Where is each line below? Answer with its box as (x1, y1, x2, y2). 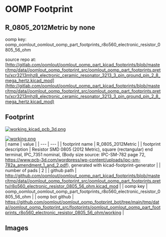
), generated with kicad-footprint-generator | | (67, 162, 161, 168)
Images (5, 224, 29, 233)
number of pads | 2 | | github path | (5, 167, 77, 173)
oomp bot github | (37, 193, 74, 199)
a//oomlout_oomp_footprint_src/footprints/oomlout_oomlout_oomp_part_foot (5, 204, 161, 210)
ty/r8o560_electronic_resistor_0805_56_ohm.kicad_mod (5, 183, 119, 189)
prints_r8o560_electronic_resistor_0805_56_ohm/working (5, 209, 122, 215)
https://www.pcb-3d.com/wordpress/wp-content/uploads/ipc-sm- (5, 157, 141, 163)
